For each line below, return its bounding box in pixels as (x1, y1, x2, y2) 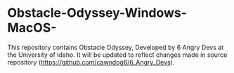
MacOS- (7, 20, 57, 36)
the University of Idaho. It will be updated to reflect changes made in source (7, 51, 228, 59)
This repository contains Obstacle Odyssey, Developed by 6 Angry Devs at (7, 43, 223, 51)
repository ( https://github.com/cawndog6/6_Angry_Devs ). (7, 58, 175, 66)
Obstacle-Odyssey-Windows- (7, 5, 188, 21)
